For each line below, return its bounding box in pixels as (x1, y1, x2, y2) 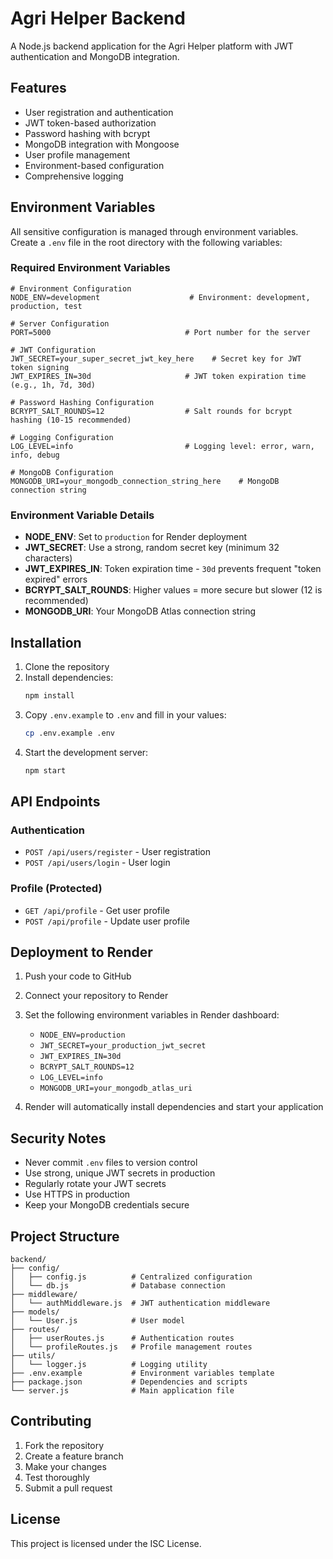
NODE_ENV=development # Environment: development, (10, 292, 311, 302)
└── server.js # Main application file (10, 1386, 235, 1396)
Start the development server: (24, 746, 149, 758)
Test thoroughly (24, 1471, 90, 1483)
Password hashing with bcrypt (24, 127, 151, 139)
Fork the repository (24, 1439, 105, 1451)
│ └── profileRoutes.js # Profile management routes (10, 1342, 253, 1352)
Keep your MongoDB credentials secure (24, 1199, 190, 1211)
